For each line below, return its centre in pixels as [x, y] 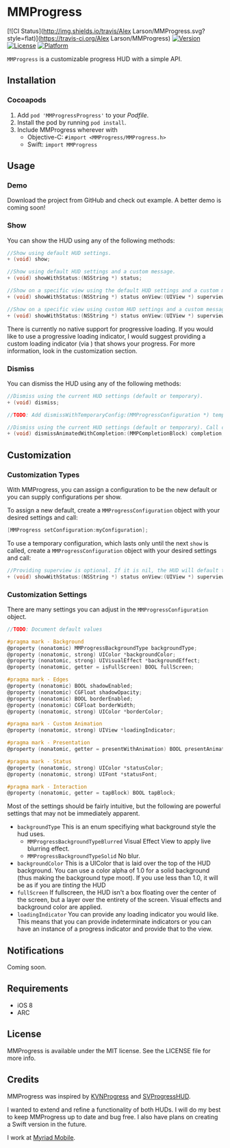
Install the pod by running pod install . [72, 122]
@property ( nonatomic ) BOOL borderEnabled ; [70, 699]
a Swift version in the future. [47, 1124]
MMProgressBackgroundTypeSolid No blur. [84, 856]
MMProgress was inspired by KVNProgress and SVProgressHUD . [99, 1096]
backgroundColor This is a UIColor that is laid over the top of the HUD [114, 864]
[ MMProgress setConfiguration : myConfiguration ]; [78, 530]
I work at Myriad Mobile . [41, 1137]
